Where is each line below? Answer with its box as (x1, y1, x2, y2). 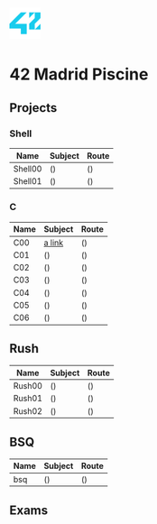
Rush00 (13, 381, 43, 391)
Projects (9, 100, 58, 115)
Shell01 (13, 176, 42, 187)
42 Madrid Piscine (9, 64, 149, 85)
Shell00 (13, 163, 42, 174)
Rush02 (13, 405, 43, 417)
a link (43, 237, 64, 248)
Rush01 (13, 393, 43, 404)
